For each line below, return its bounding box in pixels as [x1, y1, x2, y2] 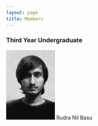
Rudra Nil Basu [55, 114, 93, 121]
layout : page [6, 10, 38, 15]
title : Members [6, 15, 44, 22]
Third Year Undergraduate [6, 36, 83, 45]
